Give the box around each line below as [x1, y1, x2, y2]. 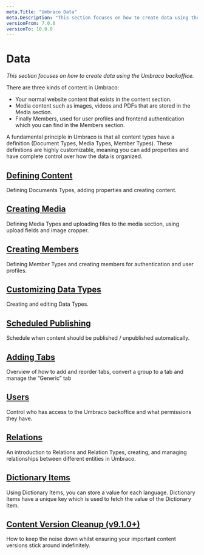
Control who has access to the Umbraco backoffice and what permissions [6, 408, 192, 415]
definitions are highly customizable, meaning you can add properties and [6, 147, 189, 154]
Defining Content [6, 170, 73, 181]
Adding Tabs [6, 352, 56, 362]
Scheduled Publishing [6, 318, 91, 328]
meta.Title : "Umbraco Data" [6, 9, 78, 15]
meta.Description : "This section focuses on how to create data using [6, 15, 189, 21]
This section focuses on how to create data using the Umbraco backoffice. [6, 72, 194, 80]
